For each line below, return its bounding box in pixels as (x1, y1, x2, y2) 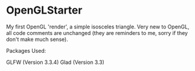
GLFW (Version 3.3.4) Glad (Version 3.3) (6, 59, 105, 66)
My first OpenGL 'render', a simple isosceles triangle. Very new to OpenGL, (6, 23, 190, 30)
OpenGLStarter (6, 4, 83, 17)
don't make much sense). (6, 35, 68, 43)
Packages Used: (6, 47, 46, 54)
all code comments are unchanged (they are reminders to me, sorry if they (6, 29, 188, 36)
